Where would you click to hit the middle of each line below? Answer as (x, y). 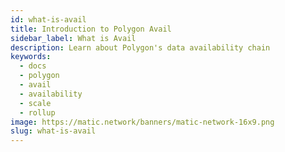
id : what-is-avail (48, 19)
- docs (33, 66)
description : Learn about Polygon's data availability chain (140, 47)
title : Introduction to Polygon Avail (91, 29)
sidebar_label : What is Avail (73, 38)
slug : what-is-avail (53, 131)
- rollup (37, 112)
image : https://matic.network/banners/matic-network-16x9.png (142, 122)
